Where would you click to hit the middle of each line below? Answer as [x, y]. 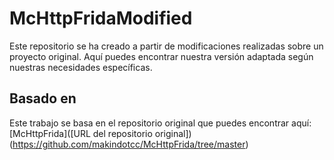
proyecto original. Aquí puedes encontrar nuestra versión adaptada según [161, 56]
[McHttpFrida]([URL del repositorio [81, 133]
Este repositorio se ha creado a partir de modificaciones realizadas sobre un [166, 46]
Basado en [43, 98]
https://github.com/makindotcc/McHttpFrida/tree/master [129, 144]
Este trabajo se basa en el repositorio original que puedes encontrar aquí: [160, 123]
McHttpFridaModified [101, 18]
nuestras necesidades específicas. [81, 67]
